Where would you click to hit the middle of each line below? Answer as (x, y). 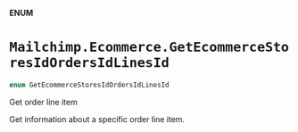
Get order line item (43, 102)
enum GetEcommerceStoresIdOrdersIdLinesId (89, 85)
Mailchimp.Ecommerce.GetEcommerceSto (149, 48)
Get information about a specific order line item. (97, 119)
